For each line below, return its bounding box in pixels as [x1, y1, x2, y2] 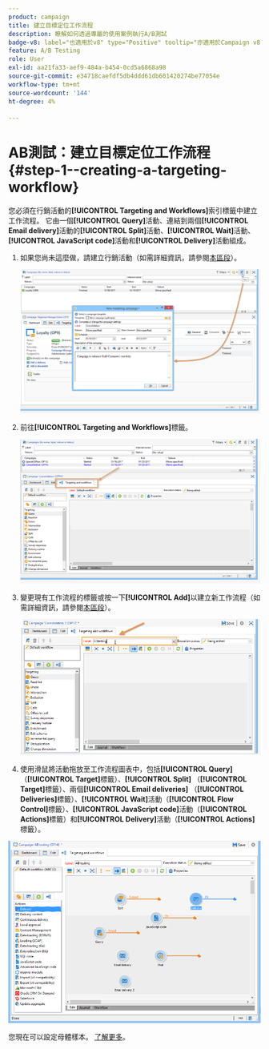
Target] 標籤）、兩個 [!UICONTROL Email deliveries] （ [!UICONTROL [19, 784, 244, 794]
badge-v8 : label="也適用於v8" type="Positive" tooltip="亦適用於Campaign [8, 38, 250, 46]
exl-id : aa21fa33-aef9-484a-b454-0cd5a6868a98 [8, 64, 167, 72]
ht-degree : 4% [8, 97, 56, 106]
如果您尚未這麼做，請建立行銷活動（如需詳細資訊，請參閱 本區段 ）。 [19, 253, 242, 263]
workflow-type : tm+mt [8, 80, 81, 88]
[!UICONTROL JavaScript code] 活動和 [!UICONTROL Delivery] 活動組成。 [8, 236, 251, 246]
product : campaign [8, 13, 70, 21]
